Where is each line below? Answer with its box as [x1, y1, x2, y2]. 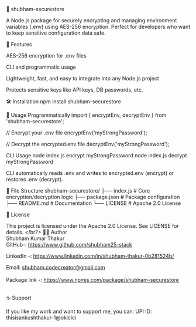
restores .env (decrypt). [6, 176, 63, 183]
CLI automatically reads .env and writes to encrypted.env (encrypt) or [6, 170, 174, 176]
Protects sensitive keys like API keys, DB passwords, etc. [6, 86, 143, 93]
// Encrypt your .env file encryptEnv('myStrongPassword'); [6, 129, 147, 136]
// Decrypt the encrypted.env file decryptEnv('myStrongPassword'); [6, 141, 170, 147]
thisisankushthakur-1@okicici [6, 314, 77, 321]
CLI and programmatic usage [6, 63, 76, 70]
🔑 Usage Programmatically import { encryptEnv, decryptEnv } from [6, 112, 167, 119]
